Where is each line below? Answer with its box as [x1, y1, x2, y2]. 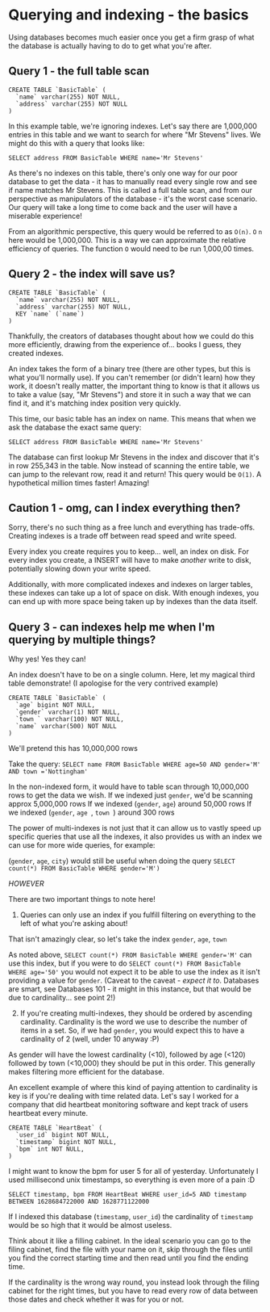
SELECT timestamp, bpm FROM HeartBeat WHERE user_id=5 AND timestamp [8, 1191, 247, 1199]
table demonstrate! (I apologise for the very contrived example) [8, 678, 219, 688]
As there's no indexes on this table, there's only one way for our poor [8, 168, 238, 178]
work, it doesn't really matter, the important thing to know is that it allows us [8, 381, 260, 391]
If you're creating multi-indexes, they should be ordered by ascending [19, 1008, 252, 1018]
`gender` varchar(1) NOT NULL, [15, 708, 121, 716]
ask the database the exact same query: [8, 422, 142, 432]
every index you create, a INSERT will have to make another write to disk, [8, 555, 251, 565]
